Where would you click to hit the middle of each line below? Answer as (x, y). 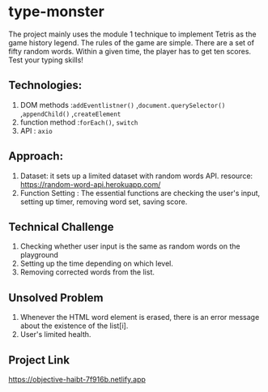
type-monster (57, 12)
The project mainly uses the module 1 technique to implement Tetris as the (132, 34)
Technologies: (45, 85)
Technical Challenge (62, 226)
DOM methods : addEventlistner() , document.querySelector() (123, 104)
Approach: (36, 156)
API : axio (36, 130)
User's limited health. (55, 334)
